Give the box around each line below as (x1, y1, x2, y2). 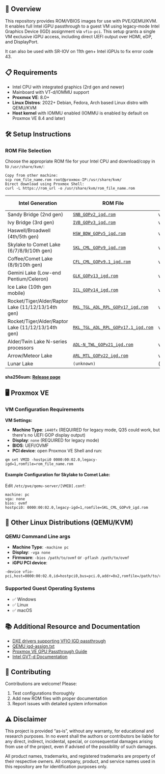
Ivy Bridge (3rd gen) (7, 219, 55, 226)
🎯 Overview (5, 5, 41, 13)
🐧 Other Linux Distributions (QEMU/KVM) (5, 519, 134, 527)
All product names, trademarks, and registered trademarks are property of (5, 753, 156, 759)
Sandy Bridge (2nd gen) (7, 211, 63, 218)
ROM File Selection (5, 147, 52, 154)
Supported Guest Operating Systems (5, 585, 95, 592)
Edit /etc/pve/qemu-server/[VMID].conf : (5, 482, 86, 489)
